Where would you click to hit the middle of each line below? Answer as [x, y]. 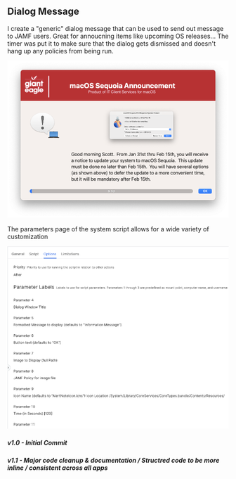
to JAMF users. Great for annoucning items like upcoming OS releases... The [118, 36]
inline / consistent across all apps [58, 468]
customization [28, 236]
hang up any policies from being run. [60, 51]
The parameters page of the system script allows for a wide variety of [108, 229]
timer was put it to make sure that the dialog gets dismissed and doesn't [112, 43]
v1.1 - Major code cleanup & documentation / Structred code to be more [113, 460]
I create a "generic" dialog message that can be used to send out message [116, 28]
